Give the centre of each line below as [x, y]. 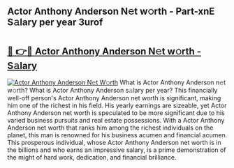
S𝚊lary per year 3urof [55, 23]
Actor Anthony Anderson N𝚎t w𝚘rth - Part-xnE [111, 12]
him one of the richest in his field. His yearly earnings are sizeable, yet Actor [117, 105]
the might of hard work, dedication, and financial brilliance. [92, 157]
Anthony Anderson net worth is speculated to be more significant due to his [116, 113]
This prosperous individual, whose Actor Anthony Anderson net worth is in [114, 143]
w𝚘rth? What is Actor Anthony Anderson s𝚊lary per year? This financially [112, 90]
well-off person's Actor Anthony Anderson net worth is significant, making [114, 98]
